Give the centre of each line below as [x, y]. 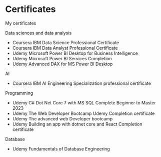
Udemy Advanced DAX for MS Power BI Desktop [62, 64]
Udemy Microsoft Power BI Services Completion [62, 58]
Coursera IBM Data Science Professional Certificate [65, 42]
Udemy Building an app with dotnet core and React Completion [77, 124]
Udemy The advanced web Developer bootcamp [62, 118]
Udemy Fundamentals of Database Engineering [61, 148]
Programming [19, 93]
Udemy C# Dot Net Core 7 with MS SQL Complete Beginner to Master [84, 103]
